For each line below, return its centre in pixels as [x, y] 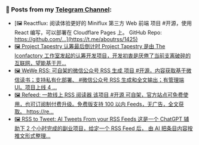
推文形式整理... [32, 136]
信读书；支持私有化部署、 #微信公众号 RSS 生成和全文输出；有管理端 [99, 80]
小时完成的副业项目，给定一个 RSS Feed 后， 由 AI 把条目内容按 [114, 128]
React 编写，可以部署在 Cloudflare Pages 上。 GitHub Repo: [88, 33]
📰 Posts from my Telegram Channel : [59, 10]
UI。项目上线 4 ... [36, 87]
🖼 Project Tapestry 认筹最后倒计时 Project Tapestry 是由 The [90, 47]
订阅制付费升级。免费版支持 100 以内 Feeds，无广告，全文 [107, 104]
